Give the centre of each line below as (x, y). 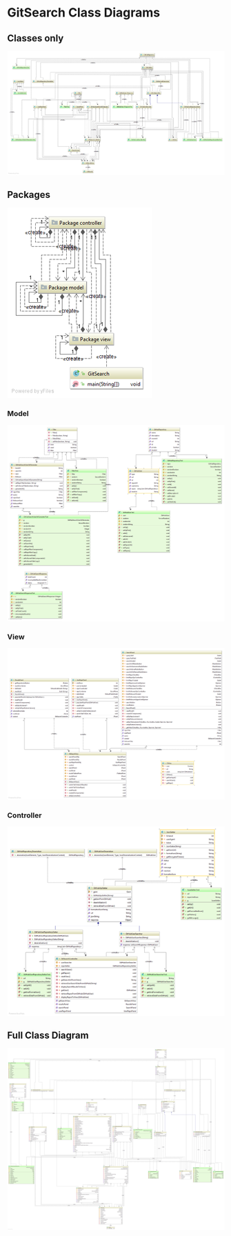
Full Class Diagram (48, 1035)
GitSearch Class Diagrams (84, 13)
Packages (29, 195)
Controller (24, 815)
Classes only (36, 38)
